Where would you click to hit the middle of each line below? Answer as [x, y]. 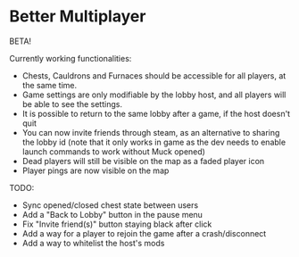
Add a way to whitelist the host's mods [93, 243]
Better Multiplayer [78, 17]
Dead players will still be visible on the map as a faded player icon [143, 161]
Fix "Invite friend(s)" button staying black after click [117, 224]
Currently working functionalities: [71, 58]
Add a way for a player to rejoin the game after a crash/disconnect [144, 233]
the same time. [50, 85]
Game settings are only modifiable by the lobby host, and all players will [154, 95]
